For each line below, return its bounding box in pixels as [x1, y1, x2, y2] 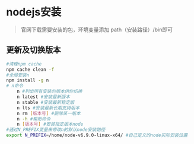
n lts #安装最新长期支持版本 [17, 104, 80, 111]
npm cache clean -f [6, 66, 55, 73]
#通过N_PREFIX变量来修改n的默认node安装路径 [6, 127, 106, 133]
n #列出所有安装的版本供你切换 [17, 89, 82, 94]
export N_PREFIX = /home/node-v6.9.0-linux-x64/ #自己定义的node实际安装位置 [6, 132, 188, 139]
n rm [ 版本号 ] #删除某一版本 [17, 110, 81, 116]
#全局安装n [6, 72, 30, 78]
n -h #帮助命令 [17, 116, 51, 122]
